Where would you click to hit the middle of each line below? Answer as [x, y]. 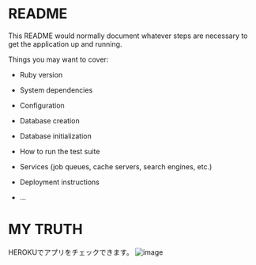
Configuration [42, 105]
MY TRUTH [45, 229]
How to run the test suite [60, 151]
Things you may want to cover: [58, 59]
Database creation [50, 120]
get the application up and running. [65, 44]
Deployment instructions [60, 182]
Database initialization [56, 136]
